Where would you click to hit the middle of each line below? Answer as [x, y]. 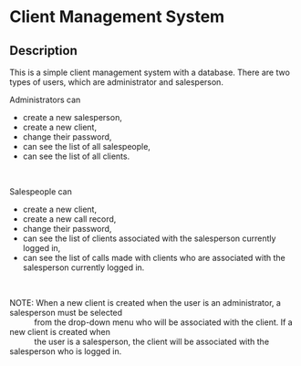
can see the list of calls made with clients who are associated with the [154, 258]
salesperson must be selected [66, 313]
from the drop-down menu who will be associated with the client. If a [164, 322]
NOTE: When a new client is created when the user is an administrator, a [145, 303]
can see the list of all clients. [76, 156]
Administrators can [45, 99]
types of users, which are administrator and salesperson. [116, 82]
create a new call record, [69, 219]
